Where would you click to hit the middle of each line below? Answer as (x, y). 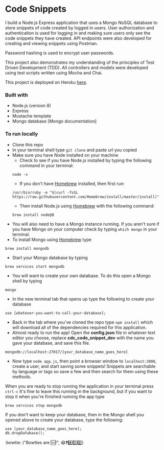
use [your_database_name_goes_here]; (44, 429)
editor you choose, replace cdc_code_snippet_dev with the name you (83, 338)
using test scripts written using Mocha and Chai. (54, 72)
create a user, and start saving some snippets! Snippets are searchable (84, 366)
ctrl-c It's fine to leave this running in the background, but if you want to (79, 391)
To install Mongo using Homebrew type (52, 239)
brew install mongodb (27, 248)
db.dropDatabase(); (25, 433)
